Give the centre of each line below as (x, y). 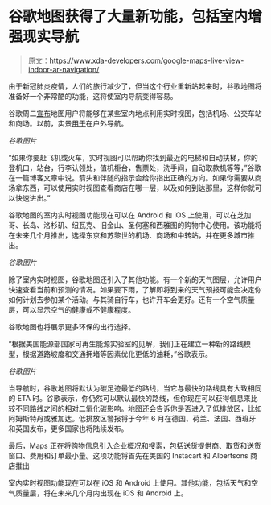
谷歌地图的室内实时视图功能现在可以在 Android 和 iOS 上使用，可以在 (123, 215)
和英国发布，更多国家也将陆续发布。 (68, 428)
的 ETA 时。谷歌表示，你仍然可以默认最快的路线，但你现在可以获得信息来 (129, 398)
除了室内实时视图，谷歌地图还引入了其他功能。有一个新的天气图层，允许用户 (135, 279)
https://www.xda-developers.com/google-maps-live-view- (147, 60)
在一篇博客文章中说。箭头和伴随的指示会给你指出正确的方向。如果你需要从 (131, 177)
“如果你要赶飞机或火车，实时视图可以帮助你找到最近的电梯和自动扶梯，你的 (133, 157)
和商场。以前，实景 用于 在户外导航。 (68, 123)
